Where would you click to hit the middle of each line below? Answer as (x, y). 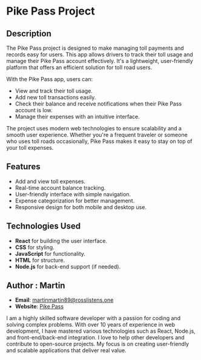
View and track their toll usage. (54, 91)
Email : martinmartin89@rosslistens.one (64, 300)
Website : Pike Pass (39, 307)
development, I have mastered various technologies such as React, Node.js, (101, 331)
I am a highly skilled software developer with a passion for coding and (93, 318)
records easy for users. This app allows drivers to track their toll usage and (100, 55)
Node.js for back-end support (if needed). (68, 266)
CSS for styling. (35, 247)
